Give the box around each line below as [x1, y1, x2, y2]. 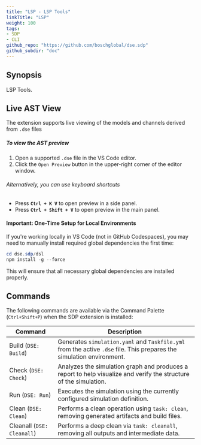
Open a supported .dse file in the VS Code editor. [14, 154, 136, 162]
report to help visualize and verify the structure [57, 370, 190, 378]
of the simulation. [57, 377, 106, 386]
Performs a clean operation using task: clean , [57, 404, 188, 413]
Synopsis [6, 70, 42, 80]
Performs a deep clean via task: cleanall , [57, 422, 178, 430]
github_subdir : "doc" [6, 48, 60, 54]
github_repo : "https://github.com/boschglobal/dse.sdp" [6, 43, 148, 49]
